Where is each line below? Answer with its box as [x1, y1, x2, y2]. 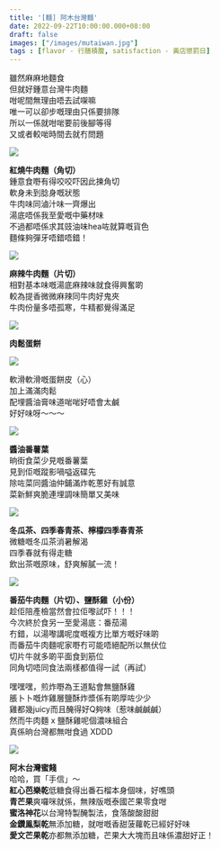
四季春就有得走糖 [9, 547, 73, 558]
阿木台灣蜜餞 [9, 763, 57, 773]
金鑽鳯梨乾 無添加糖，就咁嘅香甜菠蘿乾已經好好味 [9, 818, 190, 829]
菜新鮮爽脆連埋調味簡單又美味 [9, 489, 119, 500]
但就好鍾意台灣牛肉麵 [9, 84, 88, 95]
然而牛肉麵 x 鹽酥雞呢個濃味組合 [9, 715, 128, 726]
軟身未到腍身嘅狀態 [9, 187, 81, 198]
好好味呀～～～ [9, 408, 65, 419]
